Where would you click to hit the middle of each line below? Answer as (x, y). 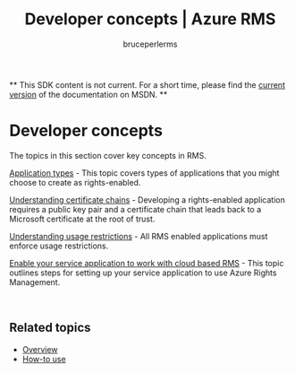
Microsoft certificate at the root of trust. (82, 219)
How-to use (44, 359)
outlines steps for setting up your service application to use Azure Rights (143, 273)
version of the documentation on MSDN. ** (88, 94)
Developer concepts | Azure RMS (150, 19)
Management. (35, 282)
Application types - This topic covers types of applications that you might (144, 173)
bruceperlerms (150, 44)
